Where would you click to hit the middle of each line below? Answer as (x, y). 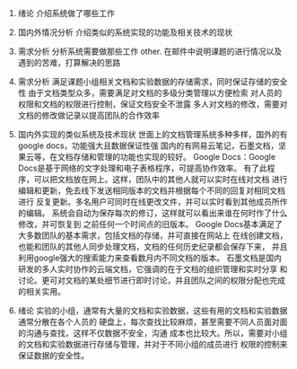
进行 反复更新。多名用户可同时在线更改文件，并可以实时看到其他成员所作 (153, 202)
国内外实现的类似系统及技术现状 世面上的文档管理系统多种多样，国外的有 (153, 134)
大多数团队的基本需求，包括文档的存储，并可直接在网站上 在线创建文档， (153, 235)
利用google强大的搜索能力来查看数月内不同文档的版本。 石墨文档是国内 (150, 258)
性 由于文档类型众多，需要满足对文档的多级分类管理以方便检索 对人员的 (150, 93)
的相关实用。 (41, 291)
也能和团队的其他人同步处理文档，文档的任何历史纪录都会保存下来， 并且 (153, 246)
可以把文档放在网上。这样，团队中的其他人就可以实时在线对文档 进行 (161, 179)
